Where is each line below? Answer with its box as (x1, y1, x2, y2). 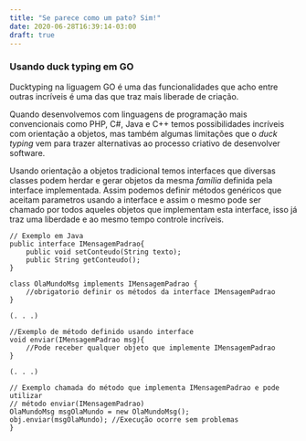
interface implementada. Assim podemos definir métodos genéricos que (9, 184, 282, 195)
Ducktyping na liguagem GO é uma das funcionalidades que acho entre (9, 81, 279, 92)
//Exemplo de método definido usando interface (9, 327, 195, 336)
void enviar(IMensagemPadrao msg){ (9, 335, 145, 344)
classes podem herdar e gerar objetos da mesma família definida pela (9, 174, 273, 185)
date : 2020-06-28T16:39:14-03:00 (9, 22, 137, 31)
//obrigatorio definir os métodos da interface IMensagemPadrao (26, 287, 276, 297)
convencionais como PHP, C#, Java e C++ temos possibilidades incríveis (9, 118, 285, 129)
